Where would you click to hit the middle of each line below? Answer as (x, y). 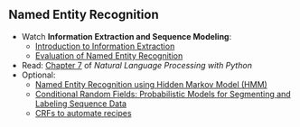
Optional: (38, 75)
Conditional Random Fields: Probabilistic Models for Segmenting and (163, 94)
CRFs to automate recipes (83, 113)
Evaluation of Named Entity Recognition (109, 55)
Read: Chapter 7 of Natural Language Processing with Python (136, 65)
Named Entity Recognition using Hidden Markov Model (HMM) (151, 84)
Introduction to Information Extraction (105, 46)
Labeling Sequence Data (81, 104)
